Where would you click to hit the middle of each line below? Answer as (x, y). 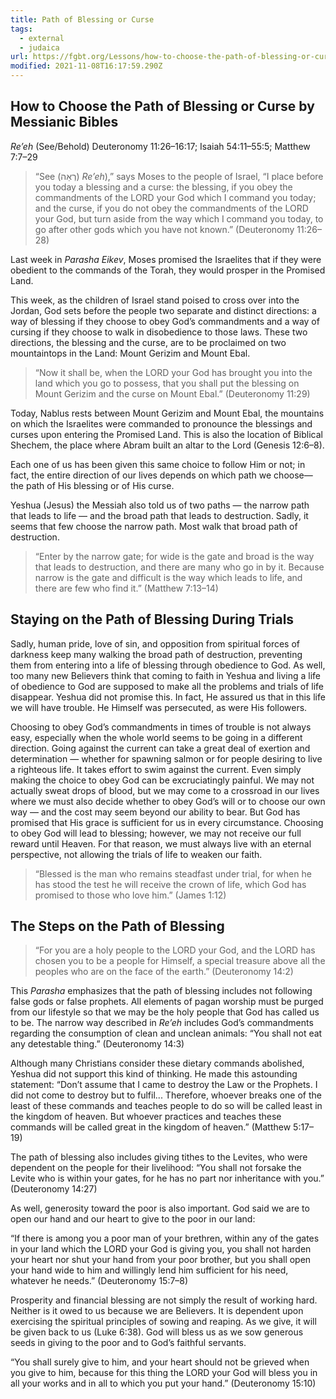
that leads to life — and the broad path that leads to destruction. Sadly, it (159, 515)
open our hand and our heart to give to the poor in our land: (133, 1219)
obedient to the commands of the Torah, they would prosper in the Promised (168, 270)
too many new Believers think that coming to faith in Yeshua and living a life (166, 675)
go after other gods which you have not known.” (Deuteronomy (164, 229)
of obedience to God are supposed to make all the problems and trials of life (167, 686)
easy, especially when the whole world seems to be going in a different (156, 737)
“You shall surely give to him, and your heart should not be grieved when (160, 1362)
